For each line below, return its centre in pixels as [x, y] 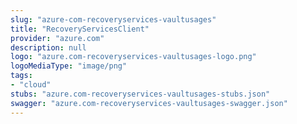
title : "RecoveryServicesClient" [80, 29]
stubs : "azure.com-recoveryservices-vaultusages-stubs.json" [140, 94]
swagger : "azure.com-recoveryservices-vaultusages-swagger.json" [149, 103]
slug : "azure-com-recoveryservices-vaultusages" [113, 19]
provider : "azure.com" [57, 38]
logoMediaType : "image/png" [69, 66]
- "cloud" [31, 85]
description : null [48, 47]
